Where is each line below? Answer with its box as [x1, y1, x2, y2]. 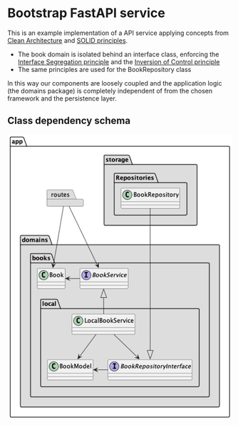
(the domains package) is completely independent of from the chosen [7, 86, 212, 95]
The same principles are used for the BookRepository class [17, 65, 192, 73]
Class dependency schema [7, 115, 130, 127]
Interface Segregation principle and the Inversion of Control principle [17, 57, 220, 66]
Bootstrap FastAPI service [7, 5, 165, 21]
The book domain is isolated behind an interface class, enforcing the [17, 50, 219, 58]
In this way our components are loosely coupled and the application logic [7, 78, 222, 87]
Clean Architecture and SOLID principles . [7, 36, 128, 44]
